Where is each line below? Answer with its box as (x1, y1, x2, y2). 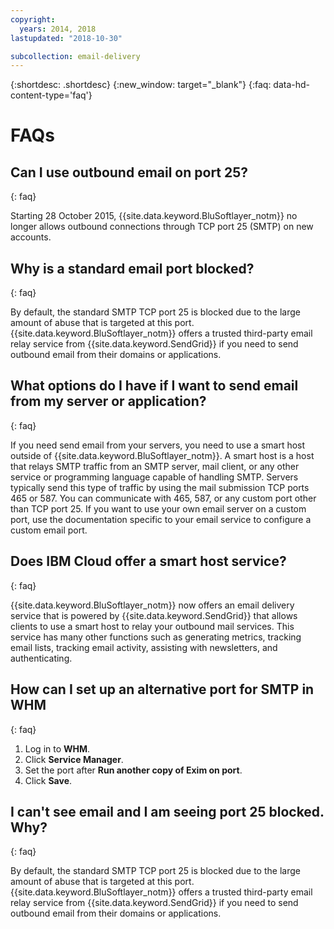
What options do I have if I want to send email (10, 377, 299, 395)
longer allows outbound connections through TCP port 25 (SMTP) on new (10, 221, 314, 233)
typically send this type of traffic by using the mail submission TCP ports (10, 481, 310, 493)
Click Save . (24, 774, 73, 786)
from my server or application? (10, 393, 207, 410)
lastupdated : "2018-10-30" (10, 33, 123, 43)
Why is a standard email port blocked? (10, 260, 255, 277)
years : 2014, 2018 (19, 24, 97, 34)
